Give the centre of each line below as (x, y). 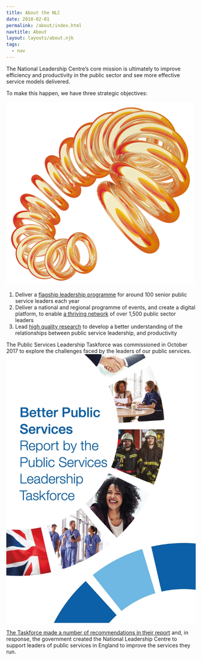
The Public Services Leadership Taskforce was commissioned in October (97, 344)
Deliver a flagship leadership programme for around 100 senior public (101, 294)
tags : (13, 45)
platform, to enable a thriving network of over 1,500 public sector (95, 314)
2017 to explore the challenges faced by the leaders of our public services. (99, 351)
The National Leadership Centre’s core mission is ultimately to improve (93, 69)
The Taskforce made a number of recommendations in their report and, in (97, 632)
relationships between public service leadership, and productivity (96, 333)
